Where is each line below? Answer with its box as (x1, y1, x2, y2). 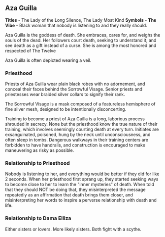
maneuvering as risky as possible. (5, 147, 74, 153)
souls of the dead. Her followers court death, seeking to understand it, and (5, 37, 157, 43)
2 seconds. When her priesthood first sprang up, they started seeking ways (5, 176, 159, 182)
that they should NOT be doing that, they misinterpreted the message (5, 187, 146, 192)
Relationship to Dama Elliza (5, 215, 71, 222)
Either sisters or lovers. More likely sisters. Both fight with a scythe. (5, 226, 142, 232)
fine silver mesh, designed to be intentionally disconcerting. (5, 106, 127, 112)
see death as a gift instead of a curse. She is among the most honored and (5, 42, 157, 48)
